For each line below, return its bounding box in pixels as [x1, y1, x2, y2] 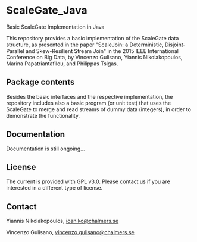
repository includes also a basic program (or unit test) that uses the [6, 99, 171, 106]
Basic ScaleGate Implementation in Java [6, 23, 105, 30]
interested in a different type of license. [6, 184, 103, 191]
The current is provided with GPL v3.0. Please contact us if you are [6, 178, 171, 185]
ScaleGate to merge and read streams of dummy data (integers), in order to [6, 105, 192, 113]
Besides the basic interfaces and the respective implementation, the [6, 93, 173, 100]
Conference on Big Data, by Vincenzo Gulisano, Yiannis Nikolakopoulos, [6, 54, 183, 61]
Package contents [6, 77, 75, 87]
